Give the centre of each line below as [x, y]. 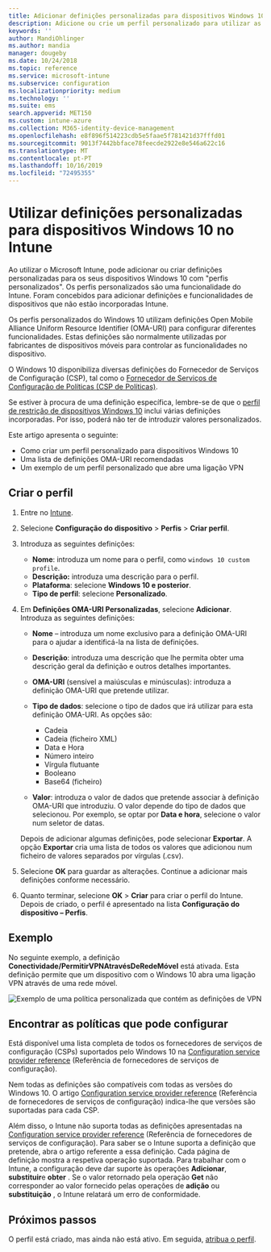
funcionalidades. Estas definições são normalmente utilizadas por [118, 336]
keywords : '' [30, 31]
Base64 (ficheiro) [73, 781]
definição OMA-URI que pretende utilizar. [100, 690]
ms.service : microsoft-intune [59, 76]
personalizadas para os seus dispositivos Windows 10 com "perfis [118, 278]
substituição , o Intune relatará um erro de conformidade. [104, 1195]
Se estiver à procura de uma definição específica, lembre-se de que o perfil [134, 402]
